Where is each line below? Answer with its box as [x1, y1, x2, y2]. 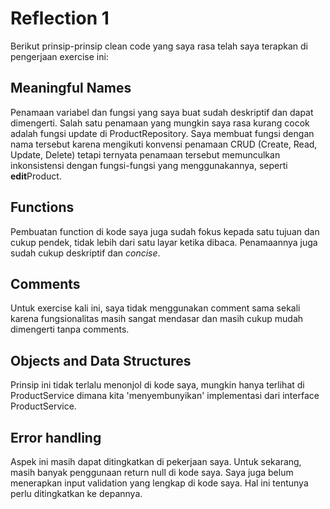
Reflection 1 [10, 7, 110, 30]
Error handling [10, 429, 102, 446]
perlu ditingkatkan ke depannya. [10, 488, 143, 499]
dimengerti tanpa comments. [10, 323, 130, 336]
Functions [10, 199, 75, 216]
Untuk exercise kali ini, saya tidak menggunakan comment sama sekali [10, 302, 301, 314]
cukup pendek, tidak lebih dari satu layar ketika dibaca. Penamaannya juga [10, 236, 318, 248]
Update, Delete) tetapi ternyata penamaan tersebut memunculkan [10, 148, 281, 161]
